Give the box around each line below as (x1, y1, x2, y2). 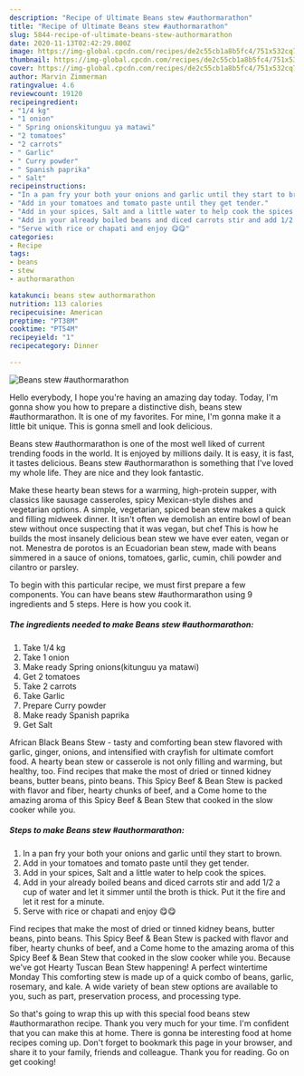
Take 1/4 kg (22, 642, 66, 653)
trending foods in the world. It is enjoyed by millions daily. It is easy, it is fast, (9, 448, 295, 459)
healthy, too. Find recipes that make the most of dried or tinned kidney (9, 765, 271, 776)
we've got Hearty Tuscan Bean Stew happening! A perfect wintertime (9, 962, 269, 973)
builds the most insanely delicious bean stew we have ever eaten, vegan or (9, 532, 290, 544)
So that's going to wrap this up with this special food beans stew (9, 1008, 251, 1019)
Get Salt (22, 719, 52, 730)
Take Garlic (22, 690, 65, 701)
